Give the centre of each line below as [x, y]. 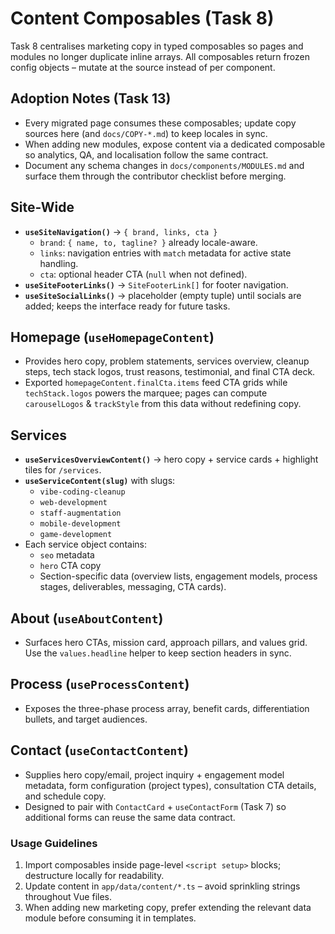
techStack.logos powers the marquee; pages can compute [146, 393]
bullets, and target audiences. [86, 719]
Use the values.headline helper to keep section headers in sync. [158, 653]
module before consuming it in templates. [110, 918]
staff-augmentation [80, 513]
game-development [76, 535]
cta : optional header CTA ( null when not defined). [143, 274]
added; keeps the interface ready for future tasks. [127, 306]
